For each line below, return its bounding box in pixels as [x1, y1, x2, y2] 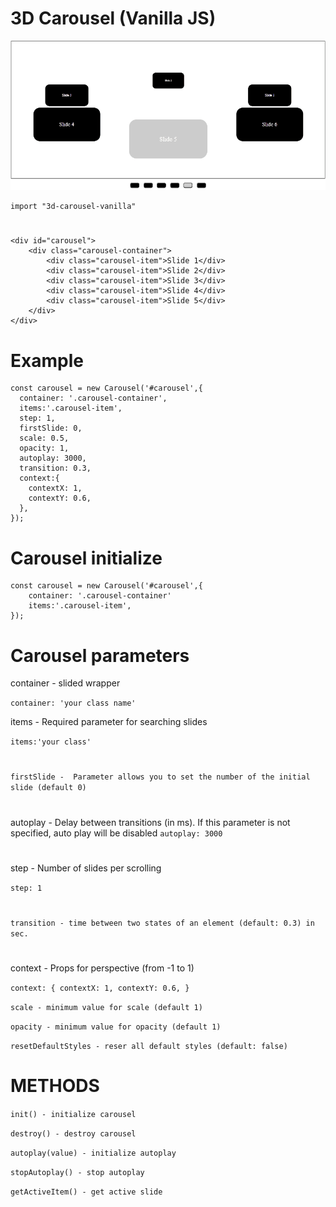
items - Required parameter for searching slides [10, 716, 208, 728]
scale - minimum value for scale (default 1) [10, 1003, 203, 1013]
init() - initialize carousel [10, 1110, 137, 1120]
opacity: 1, [19, 443, 70, 454]
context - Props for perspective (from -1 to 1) [10, 962, 195, 974]
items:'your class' [10, 737, 92, 747]
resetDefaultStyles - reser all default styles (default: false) [10, 1042, 288, 1052]
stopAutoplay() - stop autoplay [10, 1168, 145, 1178]
